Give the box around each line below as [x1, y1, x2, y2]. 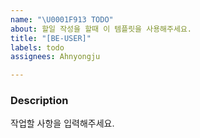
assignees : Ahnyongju [10, 52, 101, 62]
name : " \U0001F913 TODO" [10, 14, 114, 25]
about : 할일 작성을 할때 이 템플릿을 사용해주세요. [10, 24, 192, 34]
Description [10, 94, 69, 108]
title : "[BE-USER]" [10, 33, 92, 43]
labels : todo [10, 42, 65, 53]
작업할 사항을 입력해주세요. [10, 117, 115, 130]
